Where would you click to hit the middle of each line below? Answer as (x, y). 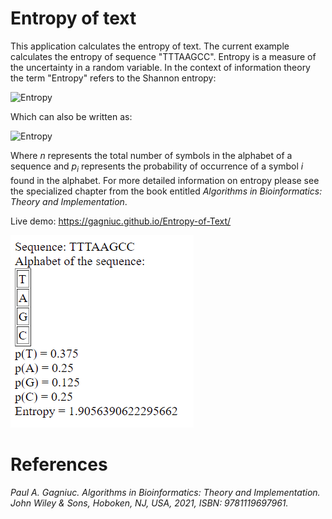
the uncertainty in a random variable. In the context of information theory (160, 67)
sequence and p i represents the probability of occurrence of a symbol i (157, 167)
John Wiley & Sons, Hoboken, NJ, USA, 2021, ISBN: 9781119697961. (149, 503)
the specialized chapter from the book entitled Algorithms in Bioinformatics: (166, 191)
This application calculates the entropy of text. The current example (150, 46)
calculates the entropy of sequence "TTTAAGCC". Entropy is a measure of (163, 56)
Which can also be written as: (71, 116)
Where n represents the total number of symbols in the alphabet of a (151, 155)
